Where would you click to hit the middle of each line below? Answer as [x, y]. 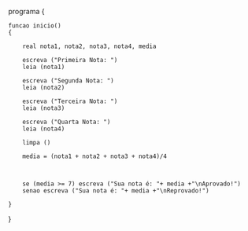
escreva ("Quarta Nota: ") [67, 122]
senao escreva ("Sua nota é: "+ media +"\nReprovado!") [116, 191]
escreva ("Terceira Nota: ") [70, 101]
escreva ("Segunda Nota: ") [68, 81]
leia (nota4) [44, 129]
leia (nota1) [44, 67]
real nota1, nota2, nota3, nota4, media [89, 46]
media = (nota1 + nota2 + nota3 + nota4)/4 [95, 156]
